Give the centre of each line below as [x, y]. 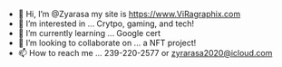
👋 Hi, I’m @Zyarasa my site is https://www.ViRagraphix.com [129, 14]
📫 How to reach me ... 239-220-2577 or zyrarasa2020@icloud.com [145, 53]
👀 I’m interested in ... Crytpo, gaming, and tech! [106, 24]
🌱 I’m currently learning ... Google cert [89, 33]
